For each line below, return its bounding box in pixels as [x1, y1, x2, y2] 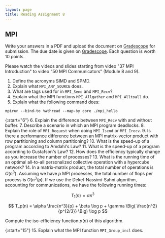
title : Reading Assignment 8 [5, 12, 65, 17]
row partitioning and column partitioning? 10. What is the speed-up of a [5, 138, 150, 144]
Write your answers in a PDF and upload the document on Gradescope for [5, 43, 156, 49]
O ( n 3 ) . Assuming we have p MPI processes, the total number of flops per [5, 170, 153, 176]
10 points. [5, 54, 25, 60]
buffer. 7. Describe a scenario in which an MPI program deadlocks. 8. [5, 122, 145, 128]
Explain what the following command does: [12, 99, 100, 105]
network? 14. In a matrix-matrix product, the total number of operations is [5, 164, 154, 170]
